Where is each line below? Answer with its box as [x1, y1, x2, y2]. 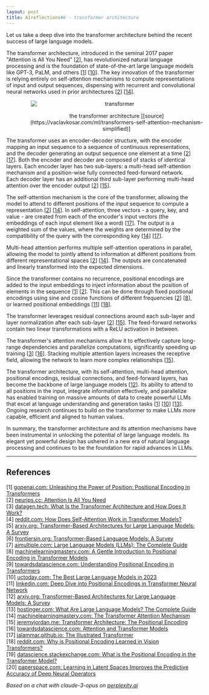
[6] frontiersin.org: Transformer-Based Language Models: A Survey [6, 535, 174, 542]
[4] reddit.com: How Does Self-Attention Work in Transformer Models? [6, 515, 182, 522]
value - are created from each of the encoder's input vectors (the [6, 212, 169, 220]
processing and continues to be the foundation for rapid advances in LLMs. [6, 444, 193, 451]
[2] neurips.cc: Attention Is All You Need [6, 496, 106, 503]
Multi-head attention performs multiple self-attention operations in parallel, [6, 243, 193, 251]
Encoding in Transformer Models [6, 554, 88, 561]
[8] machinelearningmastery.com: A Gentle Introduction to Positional [6, 547, 177, 555]
